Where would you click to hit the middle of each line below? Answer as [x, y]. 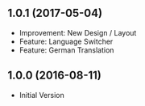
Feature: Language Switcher [66, 41]
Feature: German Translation [66, 50]
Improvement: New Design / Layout [78, 32]
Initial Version [42, 95]
